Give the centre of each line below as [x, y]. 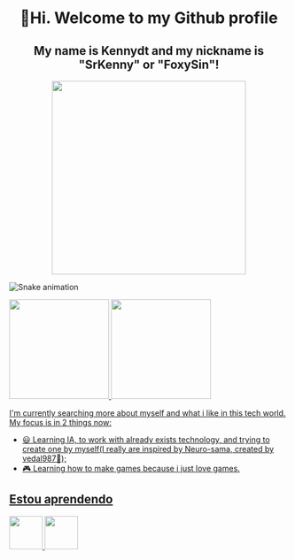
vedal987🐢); [44, 458]
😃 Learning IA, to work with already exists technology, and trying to [146, 440]
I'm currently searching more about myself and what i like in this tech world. [147, 413]
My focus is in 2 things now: [61, 422]
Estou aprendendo [61, 499]
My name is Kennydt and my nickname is [149, 51]
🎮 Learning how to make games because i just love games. [131, 468]
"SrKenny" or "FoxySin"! [149, 64]
